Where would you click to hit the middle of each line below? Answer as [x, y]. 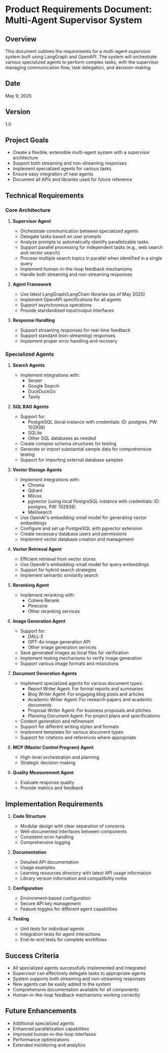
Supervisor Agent [32, 221]
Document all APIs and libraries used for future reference [72, 179]
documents [40, 705]
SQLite [35, 433]
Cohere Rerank [43, 601]
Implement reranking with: [47, 595]
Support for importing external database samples [72, 460]
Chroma [36, 485]
